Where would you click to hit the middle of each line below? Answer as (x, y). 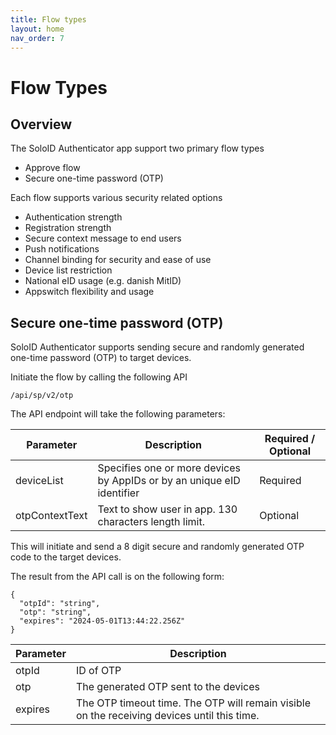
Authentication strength (73, 217)
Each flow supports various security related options (116, 198)
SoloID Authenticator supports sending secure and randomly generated (157, 347)
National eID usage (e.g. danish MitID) (103, 281)
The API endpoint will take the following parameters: (118, 414)
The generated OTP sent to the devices (168, 687)
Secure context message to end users (103, 238)
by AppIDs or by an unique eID (169, 481)
